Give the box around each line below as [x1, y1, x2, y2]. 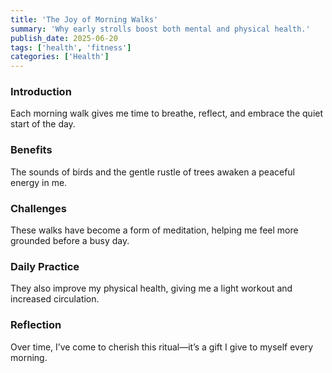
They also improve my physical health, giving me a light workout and [10, 282, 293, 295]
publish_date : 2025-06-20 [10, 33, 118, 43]
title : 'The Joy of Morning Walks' [10, 14, 159, 25]
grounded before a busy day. [10, 235, 130, 247]
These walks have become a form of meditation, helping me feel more [10, 224, 299, 236]
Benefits [10, 143, 53, 157]
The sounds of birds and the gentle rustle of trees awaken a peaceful [10, 166, 296, 178]
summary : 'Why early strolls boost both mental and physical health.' [10, 24, 311, 34]
